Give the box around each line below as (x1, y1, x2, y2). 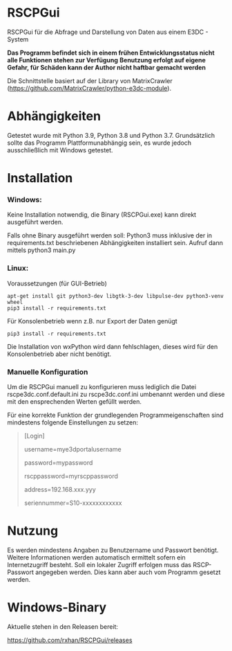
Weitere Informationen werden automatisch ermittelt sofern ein (7, 553, 186, 562)
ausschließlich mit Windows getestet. (7, 145, 113, 154)
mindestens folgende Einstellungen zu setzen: (7, 418, 138, 427)
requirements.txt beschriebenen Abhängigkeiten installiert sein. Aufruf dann (7, 239, 223, 247)
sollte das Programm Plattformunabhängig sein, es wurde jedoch (7, 139, 192, 147)
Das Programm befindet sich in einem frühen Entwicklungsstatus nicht (7, 48, 215, 57)
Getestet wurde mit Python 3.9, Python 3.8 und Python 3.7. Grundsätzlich (7, 131, 215, 139)
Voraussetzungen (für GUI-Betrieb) (7, 279, 107, 287)
